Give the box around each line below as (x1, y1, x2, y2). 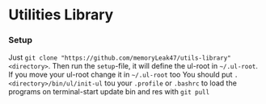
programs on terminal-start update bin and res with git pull (8, 87, 210, 97)
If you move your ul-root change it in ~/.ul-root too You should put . (8, 70, 239, 80)
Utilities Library (8, 6, 114, 24)
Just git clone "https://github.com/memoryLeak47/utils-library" (8, 52, 232, 62)
